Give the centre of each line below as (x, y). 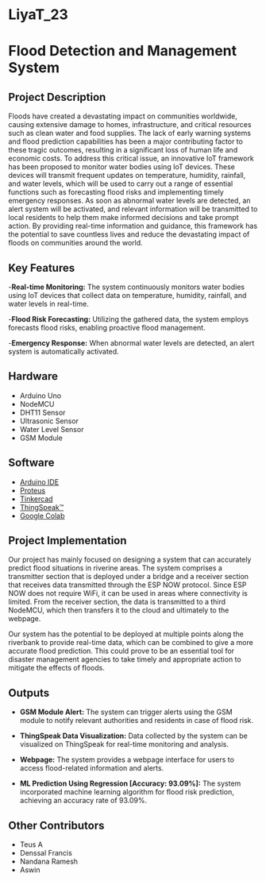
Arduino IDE (39, 481)
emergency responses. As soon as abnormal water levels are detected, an (130, 201)
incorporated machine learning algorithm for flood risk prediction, (127, 792)
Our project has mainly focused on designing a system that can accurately (130, 560)
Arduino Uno (40, 396)
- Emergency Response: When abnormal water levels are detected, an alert (131, 343)
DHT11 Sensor (42, 412)
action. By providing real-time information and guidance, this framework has (133, 226)
